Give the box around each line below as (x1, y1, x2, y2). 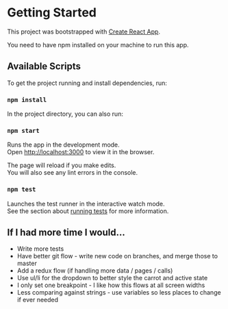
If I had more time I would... (7, 227, 125, 238)
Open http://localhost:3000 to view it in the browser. (7, 148, 155, 156)
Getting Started (7, 5, 97, 21)
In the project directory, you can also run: (7, 110, 123, 118)
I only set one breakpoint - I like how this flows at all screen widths (16, 281, 205, 289)
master (16, 259, 38, 268)
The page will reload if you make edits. (7, 161, 116, 169)
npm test (7, 186, 36, 193)
